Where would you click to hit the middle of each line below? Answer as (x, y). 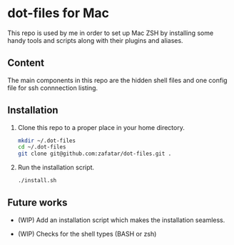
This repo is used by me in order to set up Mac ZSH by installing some (111, 33)
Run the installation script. (56, 167)
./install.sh (37, 181)
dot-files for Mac (58, 13)
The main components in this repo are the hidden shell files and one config (117, 80)
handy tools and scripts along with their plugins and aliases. (95, 40)
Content (26, 63)
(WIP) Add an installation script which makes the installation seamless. (121, 220)
